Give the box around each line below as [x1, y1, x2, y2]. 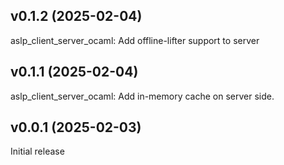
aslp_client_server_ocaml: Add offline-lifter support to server [10, 34, 260, 46]
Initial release [10, 145, 65, 158]
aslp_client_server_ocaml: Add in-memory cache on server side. [10, 90, 275, 102]
